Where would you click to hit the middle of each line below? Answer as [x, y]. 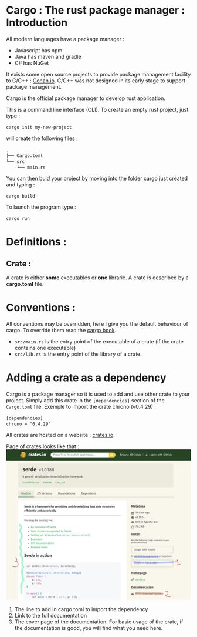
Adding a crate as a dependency [86, 378]
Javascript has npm [38, 50]
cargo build [21, 196]
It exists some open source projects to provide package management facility [98, 74]
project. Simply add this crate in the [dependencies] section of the [86, 400]
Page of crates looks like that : [43, 446]
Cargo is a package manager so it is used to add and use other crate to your [98, 394]
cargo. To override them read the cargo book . [61, 330]
